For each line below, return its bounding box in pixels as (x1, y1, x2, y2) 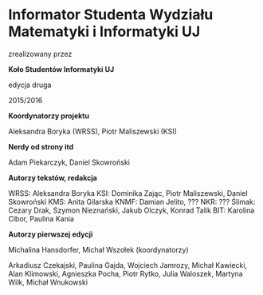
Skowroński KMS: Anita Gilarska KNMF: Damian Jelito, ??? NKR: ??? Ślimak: (8, 197, 256, 206)
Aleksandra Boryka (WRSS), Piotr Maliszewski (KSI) (8, 126, 178, 136)
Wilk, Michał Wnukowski (8, 277, 88, 287)
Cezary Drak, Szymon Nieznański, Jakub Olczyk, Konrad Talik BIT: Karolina (8, 205, 255, 215)
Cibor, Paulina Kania (8, 213, 74, 223)
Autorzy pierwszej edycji (8, 229, 93, 239)
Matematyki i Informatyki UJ (8, 22, 201, 41)
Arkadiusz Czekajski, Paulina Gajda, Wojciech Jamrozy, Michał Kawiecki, (8, 260, 248, 269)
